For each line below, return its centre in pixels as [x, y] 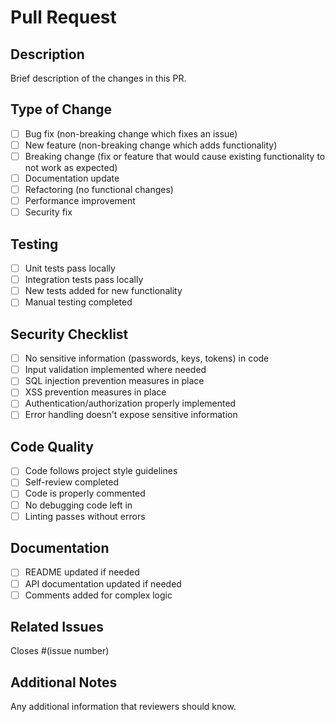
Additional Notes [64, 682]
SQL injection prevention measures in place [114, 381]
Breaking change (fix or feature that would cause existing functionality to [175, 156]
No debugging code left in [78, 505]
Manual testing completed [78, 302]
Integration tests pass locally [84, 280]
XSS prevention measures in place [95, 392]
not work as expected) [71, 167]
